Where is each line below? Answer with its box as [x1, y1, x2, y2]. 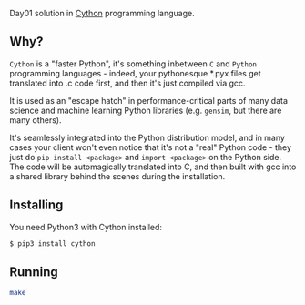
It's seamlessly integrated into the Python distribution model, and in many [9, 132, 285, 143]
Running [9, 264, 59, 280]
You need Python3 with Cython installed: [9, 221, 162, 232]
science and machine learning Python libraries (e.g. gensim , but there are [9, 105, 282, 116]
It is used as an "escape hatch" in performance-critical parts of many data [9, 95, 289, 106]
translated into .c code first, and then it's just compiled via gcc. [9, 77, 246, 88]
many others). [9, 114, 62, 126]
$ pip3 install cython [9, 239, 96, 249]
